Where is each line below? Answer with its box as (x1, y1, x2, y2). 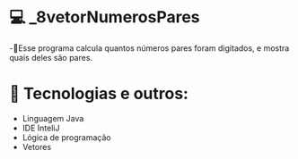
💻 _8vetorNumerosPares (9, 7, 200, 28)
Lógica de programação (22, 131, 111, 143)
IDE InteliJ (22, 122, 60, 133)
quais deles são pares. (9, 52, 92, 63)
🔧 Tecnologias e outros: (9, 84, 188, 104)
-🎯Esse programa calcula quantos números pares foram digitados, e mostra (9, 42, 290, 54)
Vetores (22, 141, 52, 152)
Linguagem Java (22, 113, 84, 123)
